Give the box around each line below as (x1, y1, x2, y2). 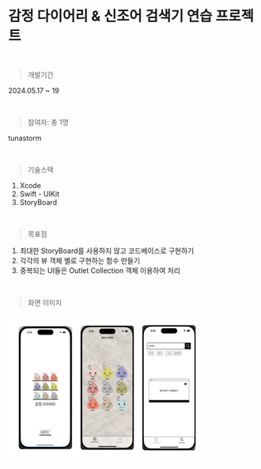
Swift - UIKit (19, 189, 59, 199)
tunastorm (8, 133, 42, 142)
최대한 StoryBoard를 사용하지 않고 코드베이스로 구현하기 (19, 246, 195, 255)
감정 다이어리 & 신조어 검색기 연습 (8, 7, 213, 25)
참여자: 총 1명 (27, 117, 69, 127)
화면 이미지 (27, 297, 62, 307)
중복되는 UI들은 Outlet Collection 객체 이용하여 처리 (19, 266, 180, 275)
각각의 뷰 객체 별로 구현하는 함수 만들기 (19, 255, 141, 265)
